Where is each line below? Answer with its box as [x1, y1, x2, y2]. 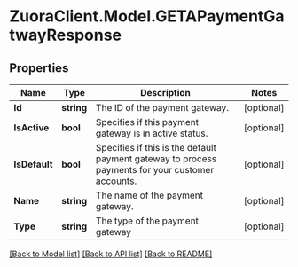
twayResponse [9, 25, 122, 45]
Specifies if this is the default [96, 142, 217, 153]
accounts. [96, 175, 137, 187]
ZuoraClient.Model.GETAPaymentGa [9, 6, 286, 27]
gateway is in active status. [96, 127, 208, 139]
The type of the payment [96, 215, 200, 227]
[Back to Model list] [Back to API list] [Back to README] [9, 248, 213, 259]
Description [140, 87, 191, 98]
